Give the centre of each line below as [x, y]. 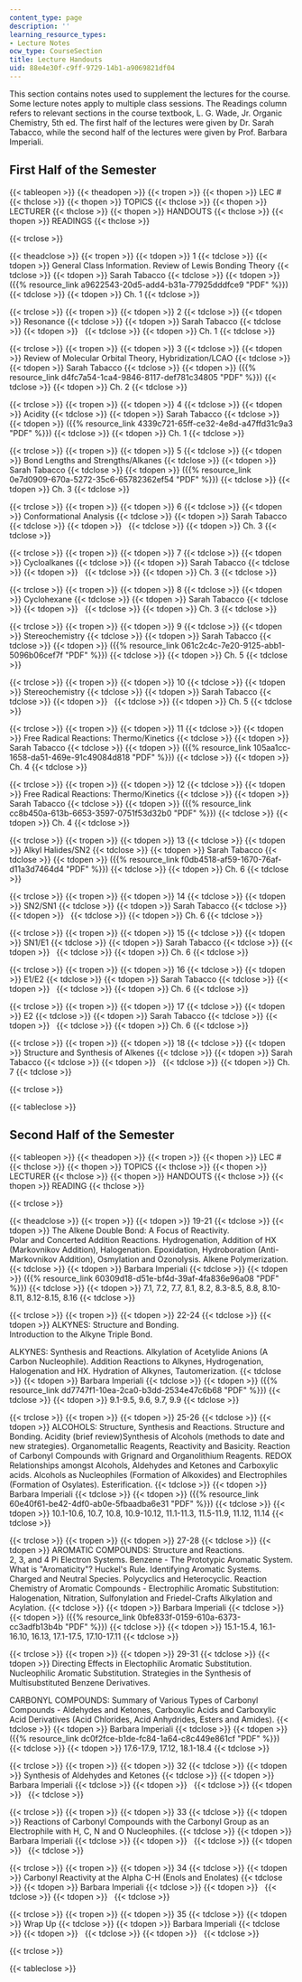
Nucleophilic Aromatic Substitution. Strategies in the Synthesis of [130, 1673]
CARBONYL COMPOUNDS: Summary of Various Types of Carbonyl [134, 1700]
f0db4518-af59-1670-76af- [231, 859]
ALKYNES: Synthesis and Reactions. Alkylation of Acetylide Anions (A [139, 1351]
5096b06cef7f [37, 655]
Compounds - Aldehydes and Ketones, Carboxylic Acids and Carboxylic [143, 1709]
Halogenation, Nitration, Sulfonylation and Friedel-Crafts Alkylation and [141, 1598]
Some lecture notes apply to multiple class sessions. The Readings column [148, 103]
